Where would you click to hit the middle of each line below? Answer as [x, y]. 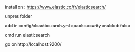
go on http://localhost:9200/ [33, 44]
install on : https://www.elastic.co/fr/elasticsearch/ [55, 7]
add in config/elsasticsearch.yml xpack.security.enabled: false [67, 26]
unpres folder [19, 16]
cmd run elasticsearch [27, 35]
